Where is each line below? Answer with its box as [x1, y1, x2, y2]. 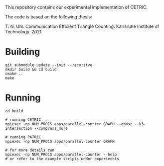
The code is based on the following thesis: [5, 14, 92, 19]
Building [5, 46, 40, 58]
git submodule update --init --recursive [5, 62, 93, 68]
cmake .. [5, 71, 23, 76]
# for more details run [5, 148, 55, 153]
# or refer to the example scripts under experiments [5, 156, 120, 161]
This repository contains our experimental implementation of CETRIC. [5, 4, 148, 10]
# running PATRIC [5, 134, 41, 140]
